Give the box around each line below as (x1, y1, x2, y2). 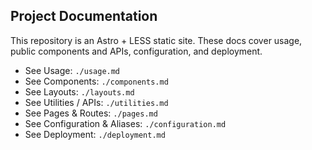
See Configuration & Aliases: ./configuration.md (24, 117, 227, 129)
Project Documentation (10, 8, 158, 25)
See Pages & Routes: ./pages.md (24, 107, 158, 119)
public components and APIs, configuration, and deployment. (10, 45, 263, 57)
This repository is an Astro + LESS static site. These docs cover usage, (10, 34, 303, 46)
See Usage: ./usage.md (24, 64, 121, 76)
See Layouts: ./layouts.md (24, 85, 135, 98)
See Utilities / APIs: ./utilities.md (24, 96, 169, 108)
